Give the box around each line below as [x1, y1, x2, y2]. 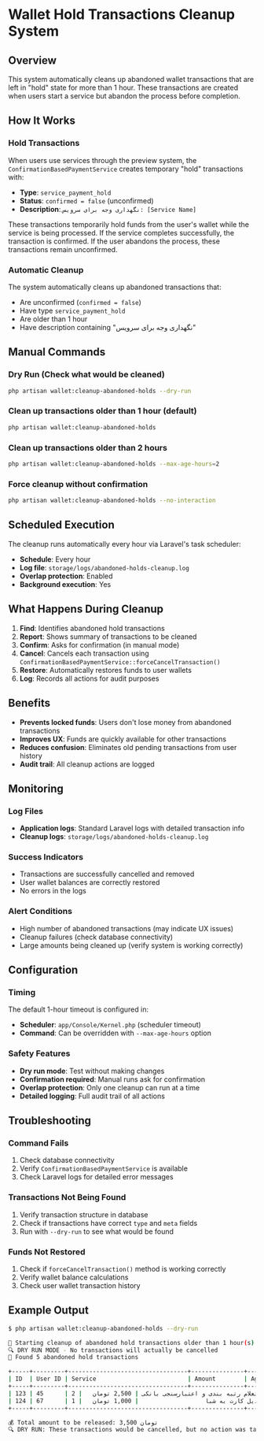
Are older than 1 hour [19, 314, 88, 324]
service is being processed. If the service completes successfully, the [8, 228, 234, 237]
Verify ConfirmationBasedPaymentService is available [19, 1164, 189, 1173]
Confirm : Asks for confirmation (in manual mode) [19, 640, 180, 649]
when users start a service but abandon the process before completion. [8, 91, 241, 100]
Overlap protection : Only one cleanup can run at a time [19, 1083, 200, 1092]
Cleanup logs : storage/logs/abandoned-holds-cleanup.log [19, 832, 209, 841]
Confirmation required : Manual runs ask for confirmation [19, 1074, 206, 1084]
